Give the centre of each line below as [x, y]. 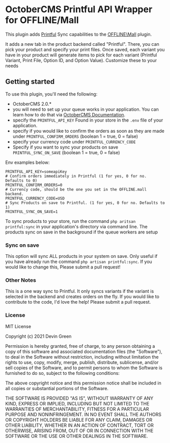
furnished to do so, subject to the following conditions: [62, 373]
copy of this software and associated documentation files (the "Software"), [84, 351]
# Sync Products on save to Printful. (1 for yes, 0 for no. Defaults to [85, 203]
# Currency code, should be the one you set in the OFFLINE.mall [76, 189]
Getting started [30, 82]
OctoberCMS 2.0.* [32, 104]
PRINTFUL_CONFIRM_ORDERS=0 [34, 185]
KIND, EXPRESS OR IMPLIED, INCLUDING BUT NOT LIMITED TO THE [77, 403]
